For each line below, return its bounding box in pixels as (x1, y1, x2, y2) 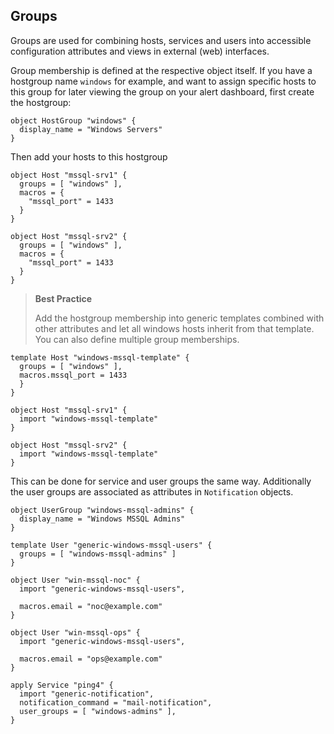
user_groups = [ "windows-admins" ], (19, 706, 177, 716)
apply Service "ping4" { (10, 680, 114, 690)
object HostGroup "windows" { (10, 115, 137, 126)
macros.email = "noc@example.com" (19, 601, 163, 611)
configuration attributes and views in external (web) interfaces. (10, 45, 270, 57)
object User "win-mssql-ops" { (10, 627, 141, 638)
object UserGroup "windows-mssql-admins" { (10, 505, 195, 515)
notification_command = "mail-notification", (19, 697, 213, 708)
